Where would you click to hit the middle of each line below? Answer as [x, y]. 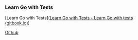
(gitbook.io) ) [17, 23]
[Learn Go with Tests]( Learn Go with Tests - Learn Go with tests [69, 18]
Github [12, 33]
